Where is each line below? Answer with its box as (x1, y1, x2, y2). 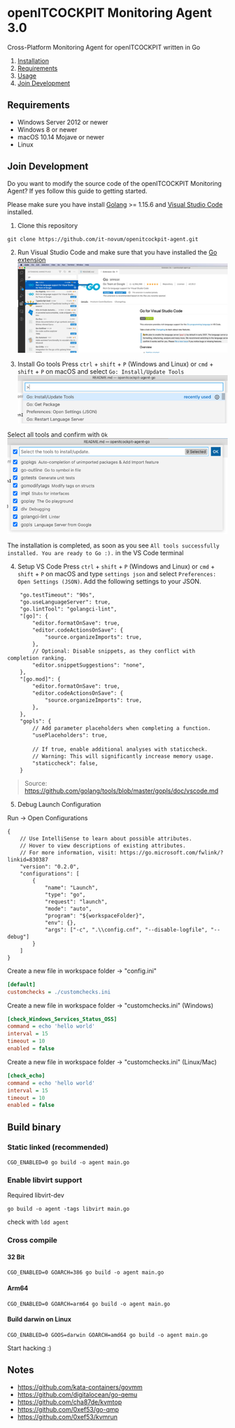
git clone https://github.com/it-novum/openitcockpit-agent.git (7, 236, 199, 243)
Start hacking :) (7, 1344, 52, 1352)
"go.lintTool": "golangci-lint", (20, 605, 117, 613)
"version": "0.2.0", (20, 863, 80, 870)
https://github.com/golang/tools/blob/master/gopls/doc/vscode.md (24, 787, 219, 795)
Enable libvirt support (7, 1175, 83, 1185)
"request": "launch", (44, 898, 108, 905)
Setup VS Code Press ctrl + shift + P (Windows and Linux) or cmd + (17, 562, 215, 571)
